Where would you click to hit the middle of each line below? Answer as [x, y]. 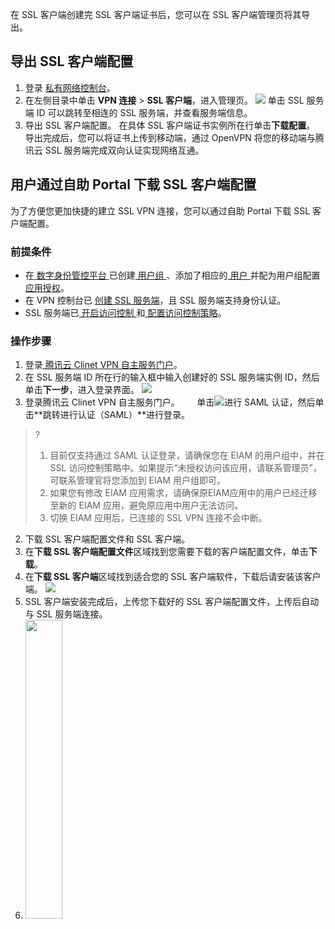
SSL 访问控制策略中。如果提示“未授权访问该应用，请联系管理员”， [185, 468]
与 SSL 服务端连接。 [66, 614]
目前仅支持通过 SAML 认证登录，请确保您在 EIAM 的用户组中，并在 [187, 455]
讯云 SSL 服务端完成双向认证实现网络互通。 [114, 150]
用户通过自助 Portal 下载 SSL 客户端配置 [133, 184]
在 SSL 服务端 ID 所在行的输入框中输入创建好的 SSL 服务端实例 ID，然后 [172, 377]
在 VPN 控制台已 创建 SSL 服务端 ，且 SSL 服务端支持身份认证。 [155, 300]
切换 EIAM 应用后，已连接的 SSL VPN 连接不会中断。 [158, 518]
